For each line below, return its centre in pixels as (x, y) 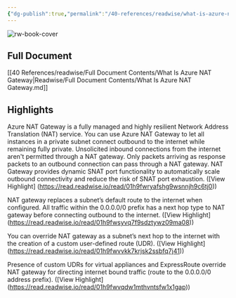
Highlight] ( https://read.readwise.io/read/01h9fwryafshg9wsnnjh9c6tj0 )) (112, 186)
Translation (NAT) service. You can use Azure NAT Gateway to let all (106, 134)
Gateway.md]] (28, 88)
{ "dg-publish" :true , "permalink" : (56, 14)
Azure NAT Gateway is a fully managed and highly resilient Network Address (118, 127)
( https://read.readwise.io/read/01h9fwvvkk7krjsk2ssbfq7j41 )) (96, 251)
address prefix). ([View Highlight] (55, 280)
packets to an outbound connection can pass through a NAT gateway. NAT (115, 164)
